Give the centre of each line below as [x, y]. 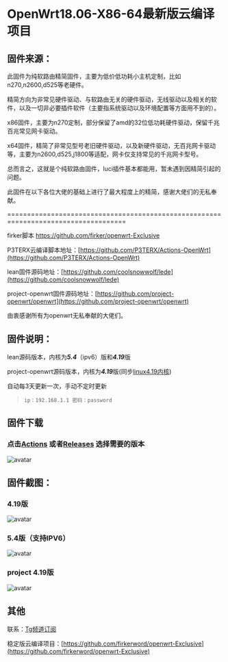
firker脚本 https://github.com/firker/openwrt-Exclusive [84, 235]
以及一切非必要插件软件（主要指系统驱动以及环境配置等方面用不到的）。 [119, 108]
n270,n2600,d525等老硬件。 [47, 85]
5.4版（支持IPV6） [38, 538]
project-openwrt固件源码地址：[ [52, 294]
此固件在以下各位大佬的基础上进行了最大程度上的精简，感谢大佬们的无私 [109, 192]
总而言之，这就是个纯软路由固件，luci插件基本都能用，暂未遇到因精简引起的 [114, 169]
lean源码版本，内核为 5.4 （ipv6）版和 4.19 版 [69, 357]
